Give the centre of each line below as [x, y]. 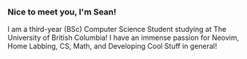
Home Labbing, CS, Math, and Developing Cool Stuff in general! [112, 46]
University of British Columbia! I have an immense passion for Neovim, [124, 37]
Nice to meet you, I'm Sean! [62, 12]
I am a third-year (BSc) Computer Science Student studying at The [117, 29]
